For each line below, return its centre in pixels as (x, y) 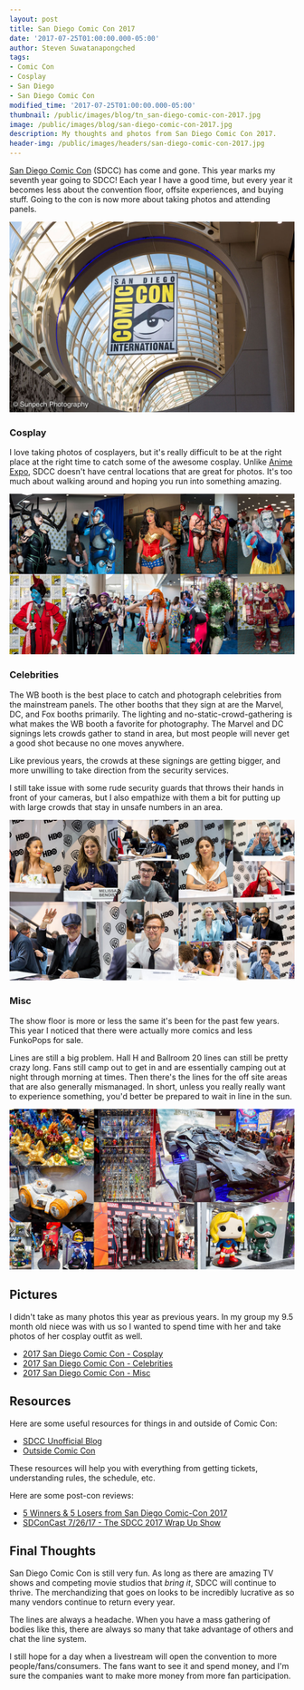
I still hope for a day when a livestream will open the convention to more (143, 1656)
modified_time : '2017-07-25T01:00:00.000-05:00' (103, 105)
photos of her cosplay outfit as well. (76, 1336)
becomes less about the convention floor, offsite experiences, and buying (147, 190)
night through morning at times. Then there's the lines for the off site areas (148, 1077)
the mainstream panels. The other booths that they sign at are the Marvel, (147, 704)
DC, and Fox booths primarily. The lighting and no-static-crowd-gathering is (151, 714)
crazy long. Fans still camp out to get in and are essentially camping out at (148, 1067)
